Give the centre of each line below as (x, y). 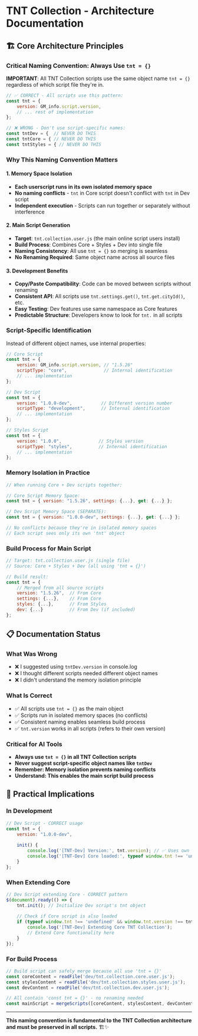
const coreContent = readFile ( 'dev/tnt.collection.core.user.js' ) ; (91, 976)
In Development (29, 811)
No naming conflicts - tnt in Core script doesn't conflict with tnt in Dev (102, 193)
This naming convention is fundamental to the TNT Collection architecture (99, 1021)
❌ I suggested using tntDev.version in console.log (76, 667)
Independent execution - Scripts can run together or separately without (102, 205)
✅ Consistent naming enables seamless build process (80, 722)
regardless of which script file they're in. (55, 84)
